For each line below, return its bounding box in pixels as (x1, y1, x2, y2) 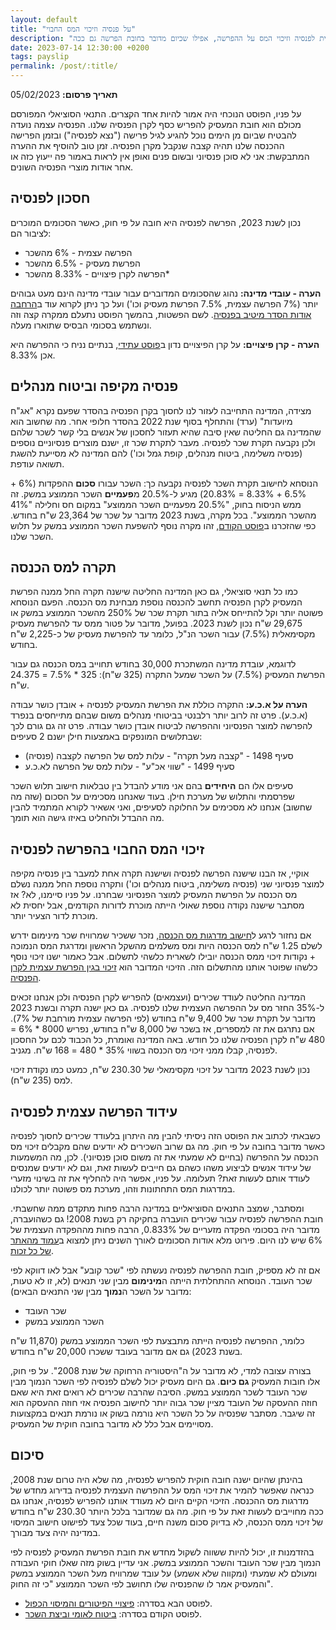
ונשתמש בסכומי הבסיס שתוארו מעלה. (10, 319, 152, 331)
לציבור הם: (10, 227, 52, 239)
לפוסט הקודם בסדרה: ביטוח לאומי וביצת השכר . (24, 1607, 202, 1620)
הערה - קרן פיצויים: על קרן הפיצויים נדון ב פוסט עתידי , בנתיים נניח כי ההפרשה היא (10, 338, 320, 350)
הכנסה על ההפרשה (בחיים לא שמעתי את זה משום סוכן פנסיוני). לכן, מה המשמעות (10, 1151, 319, 1163)
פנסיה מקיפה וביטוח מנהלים (10, 378, 179, 395)
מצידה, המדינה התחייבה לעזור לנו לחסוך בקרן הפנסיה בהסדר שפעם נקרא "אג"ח (10, 404, 312, 416)
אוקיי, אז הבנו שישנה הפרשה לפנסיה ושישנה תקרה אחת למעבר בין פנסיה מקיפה (10, 867, 310, 880)
